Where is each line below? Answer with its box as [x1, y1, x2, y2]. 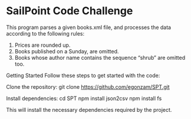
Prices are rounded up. [14, 41, 71, 49]
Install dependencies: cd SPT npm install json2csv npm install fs [6, 95, 162, 102]
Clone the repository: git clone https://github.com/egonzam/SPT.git [6, 83, 170, 90]
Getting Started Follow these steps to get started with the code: [6, 72, 160, 79]
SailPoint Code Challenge [6, 4, 133, 18]
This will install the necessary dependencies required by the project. [6, 106, 172, 113]
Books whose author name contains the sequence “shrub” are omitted [14, 54, 186, 61]
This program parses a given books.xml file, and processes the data [6, 24, 172, 31]
